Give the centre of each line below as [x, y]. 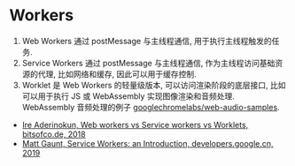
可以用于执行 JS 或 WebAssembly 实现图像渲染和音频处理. [128, 96]
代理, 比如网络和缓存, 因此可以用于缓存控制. [117, 74]
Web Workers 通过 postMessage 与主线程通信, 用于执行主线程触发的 [147, 41]
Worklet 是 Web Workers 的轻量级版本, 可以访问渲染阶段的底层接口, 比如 [154, 85]
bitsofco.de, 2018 [54, 134]
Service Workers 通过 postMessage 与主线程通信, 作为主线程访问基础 [148, 63]
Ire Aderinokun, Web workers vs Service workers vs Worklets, [135, 124]
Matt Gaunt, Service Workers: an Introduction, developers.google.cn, [147, 143]
